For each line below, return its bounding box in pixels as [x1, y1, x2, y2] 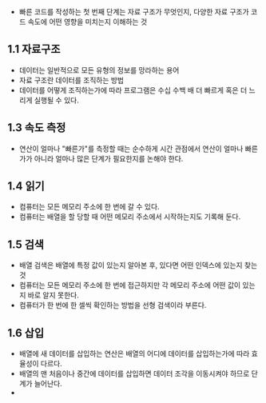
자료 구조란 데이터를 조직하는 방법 [18, 75, 125, 85]
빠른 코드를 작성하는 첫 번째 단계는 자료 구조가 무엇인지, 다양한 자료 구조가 [18, 7, 249, 16]
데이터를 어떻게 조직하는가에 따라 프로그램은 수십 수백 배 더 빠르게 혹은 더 [18, 85, 248, 94]
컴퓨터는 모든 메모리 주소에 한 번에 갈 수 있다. [18, 202, 161, 212]
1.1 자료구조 [7, 42, 61, 56]
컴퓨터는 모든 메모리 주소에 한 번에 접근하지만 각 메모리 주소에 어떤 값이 [18, 281, 241, 290]
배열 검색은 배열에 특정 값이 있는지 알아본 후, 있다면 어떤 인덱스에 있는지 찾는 [18, 261, 258, 270]
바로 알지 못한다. [27, 290, 79, 300]
